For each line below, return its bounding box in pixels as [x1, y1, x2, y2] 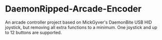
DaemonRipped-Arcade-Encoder [5, 3, 142, 14]
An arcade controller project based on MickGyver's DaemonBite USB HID [5, 19, 152, 25]
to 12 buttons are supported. [5, 29, 62, 35]
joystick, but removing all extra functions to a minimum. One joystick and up [5, 24, 158, 30]
